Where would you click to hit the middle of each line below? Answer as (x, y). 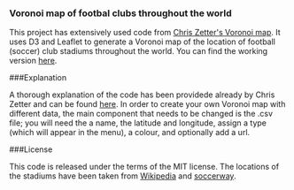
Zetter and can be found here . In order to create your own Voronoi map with (147, 104)
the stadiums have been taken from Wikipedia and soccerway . (123, 176)
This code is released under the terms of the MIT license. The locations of (144, 167)
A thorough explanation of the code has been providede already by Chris (142, 95)
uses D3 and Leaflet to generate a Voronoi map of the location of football (143, 42)
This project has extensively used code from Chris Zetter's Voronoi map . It (145, 33)
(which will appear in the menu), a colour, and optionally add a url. (130, 133)
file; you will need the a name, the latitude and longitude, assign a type (138, 123)
